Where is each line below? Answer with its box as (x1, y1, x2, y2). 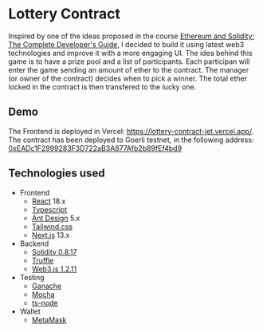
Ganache (31, 281, 62, 290)
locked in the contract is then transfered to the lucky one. (8, 81, 197, 92)
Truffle (31, 255, 54, 265)
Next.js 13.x (31, 230, 70, 239)
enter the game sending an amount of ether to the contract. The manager (8, 65, 249, 74)
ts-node (31, 298, 58, 307)
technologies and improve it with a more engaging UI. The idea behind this (8, 48, 253, 57)
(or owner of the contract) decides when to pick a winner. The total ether (8, 73, 248, 83)
